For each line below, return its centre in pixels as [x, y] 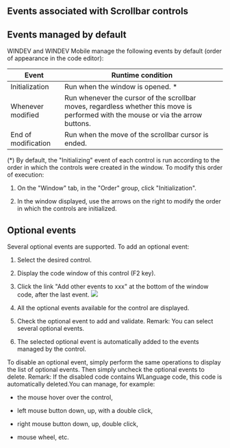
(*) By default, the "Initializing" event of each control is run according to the [114, 160]
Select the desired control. [54, 260]
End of [21, 135]
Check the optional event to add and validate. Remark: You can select [115, 321]
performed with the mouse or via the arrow [133, 115]
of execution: [26, 175]
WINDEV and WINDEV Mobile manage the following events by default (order [115, 51]
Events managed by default [67, 35]
